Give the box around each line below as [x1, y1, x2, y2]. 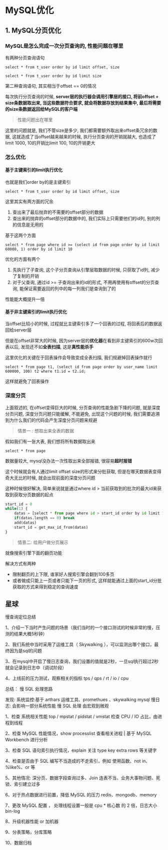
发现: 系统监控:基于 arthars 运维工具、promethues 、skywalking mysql [5, 697, 150, 703]
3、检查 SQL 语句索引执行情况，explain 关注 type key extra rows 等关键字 [5, 747, 157, 753]
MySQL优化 [5, 5, 54, 16]
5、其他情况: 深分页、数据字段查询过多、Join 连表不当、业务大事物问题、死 [5, 775, 161, 781]
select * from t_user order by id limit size [5, 73, 101, 78]
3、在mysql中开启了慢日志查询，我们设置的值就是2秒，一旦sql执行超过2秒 [5, 659, 159, 665]
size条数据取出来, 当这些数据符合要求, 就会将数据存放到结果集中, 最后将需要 [5, 100, 161, 106]
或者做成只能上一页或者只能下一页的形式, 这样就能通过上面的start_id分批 [12, 577, 162, 583]
